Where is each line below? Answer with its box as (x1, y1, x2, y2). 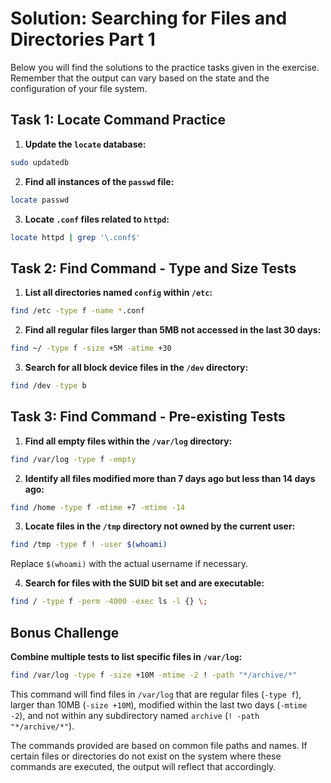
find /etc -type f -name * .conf (10, 306, 145, 316)
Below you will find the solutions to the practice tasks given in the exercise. (10, 61, 320, 73)
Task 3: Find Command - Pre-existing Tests (10, 408, 286, 426)
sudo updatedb (10, 157, 70, 167)
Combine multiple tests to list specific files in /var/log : (10, 650, 243, 662)
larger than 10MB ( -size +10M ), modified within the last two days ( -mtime (10, 698, 308, 711)
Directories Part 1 (10, 28, 156, 51)
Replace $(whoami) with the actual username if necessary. (10, 558, 249, 570)
